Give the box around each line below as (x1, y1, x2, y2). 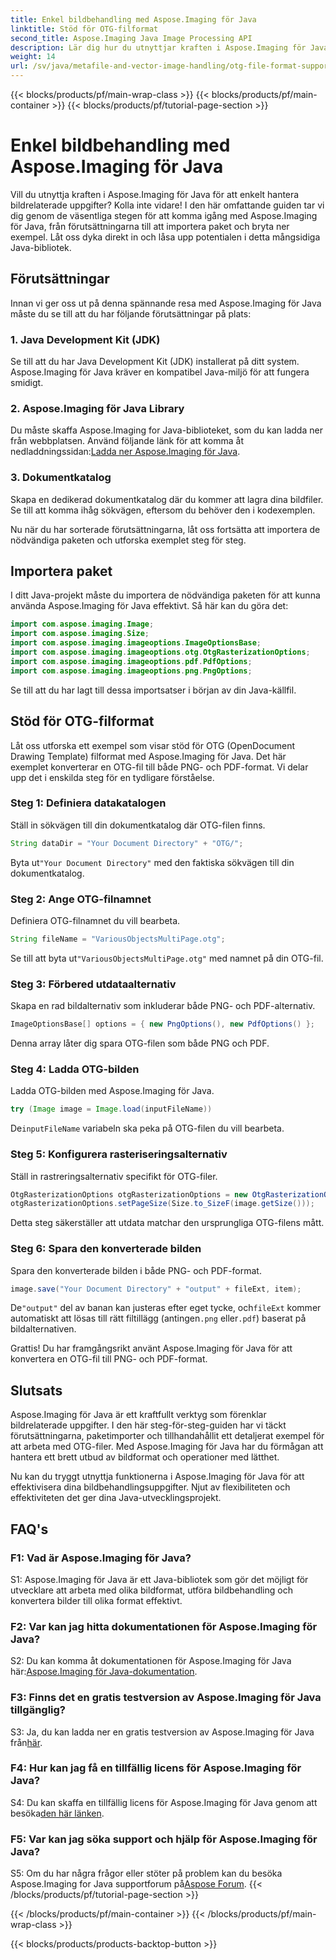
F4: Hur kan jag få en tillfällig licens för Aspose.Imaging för (10, 1761, 302, 1775)
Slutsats (10, 1382, 63, 1399)
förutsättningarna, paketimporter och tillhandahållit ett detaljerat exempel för (10, 1430, 325, 1442)
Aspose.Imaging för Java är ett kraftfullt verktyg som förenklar (10, 1409, 267, 1421)
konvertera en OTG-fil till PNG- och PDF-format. (10, 1353, 208, 1365)
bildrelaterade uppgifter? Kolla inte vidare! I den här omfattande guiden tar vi (10, 199, 325, 211)
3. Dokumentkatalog (10, 471, 112, 485)
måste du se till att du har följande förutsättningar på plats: (10, 307, 252, 320)
